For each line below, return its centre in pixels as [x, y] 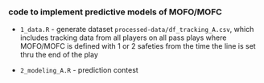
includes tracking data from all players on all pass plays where [123, 38]
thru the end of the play [59, 55]
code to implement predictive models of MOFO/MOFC [115, 12]
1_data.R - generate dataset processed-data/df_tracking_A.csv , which [137, 30]
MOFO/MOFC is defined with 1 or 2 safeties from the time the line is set [138, 46]
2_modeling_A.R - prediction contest [79, 70]
